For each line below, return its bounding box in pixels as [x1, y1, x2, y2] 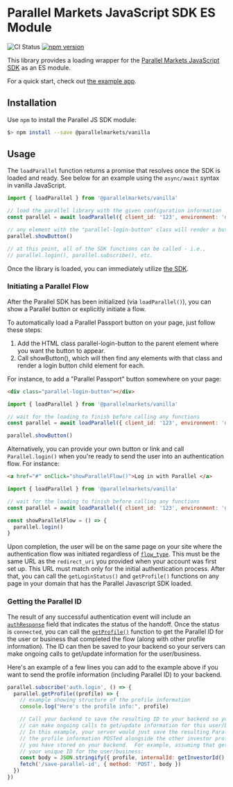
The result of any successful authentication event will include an [7, 613, 191, 621]
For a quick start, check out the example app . [7, 76, 137, 85]
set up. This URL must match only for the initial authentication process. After [7, 565, 225, 573]
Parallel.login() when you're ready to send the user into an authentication [7, 452, 224, 461]
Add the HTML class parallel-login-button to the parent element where [17, 339, 219, 347]
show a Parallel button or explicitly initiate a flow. [7, 304, 146, 313]
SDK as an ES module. [7, 63, 71, 72]
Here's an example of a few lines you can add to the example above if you [7, 663, 218, 671]
